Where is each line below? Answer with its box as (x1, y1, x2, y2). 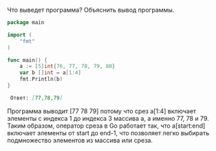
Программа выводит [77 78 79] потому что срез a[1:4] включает (7, 106, 197, 115)
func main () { (7, 56, 48, 64)
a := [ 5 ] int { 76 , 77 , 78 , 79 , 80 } (19, 63, 116, 70)
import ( (7, 31, 32, 38)
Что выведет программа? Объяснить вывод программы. (7, 6, 175, 14)
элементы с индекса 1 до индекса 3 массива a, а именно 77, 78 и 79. (7, 114, 209, 122)
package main (7, 19, 45, 26)
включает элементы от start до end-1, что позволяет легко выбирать (7, 128, 210, 137)
